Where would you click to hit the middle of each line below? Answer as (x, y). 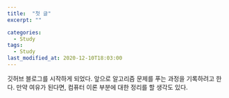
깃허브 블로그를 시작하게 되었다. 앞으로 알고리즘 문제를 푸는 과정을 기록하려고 (111, 78)
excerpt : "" (24, 20)
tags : (15, 46)
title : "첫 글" (29, 13)
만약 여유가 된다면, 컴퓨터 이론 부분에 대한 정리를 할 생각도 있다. (102, 87)
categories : (24, 32)
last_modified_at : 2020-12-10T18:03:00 (65, 58)
